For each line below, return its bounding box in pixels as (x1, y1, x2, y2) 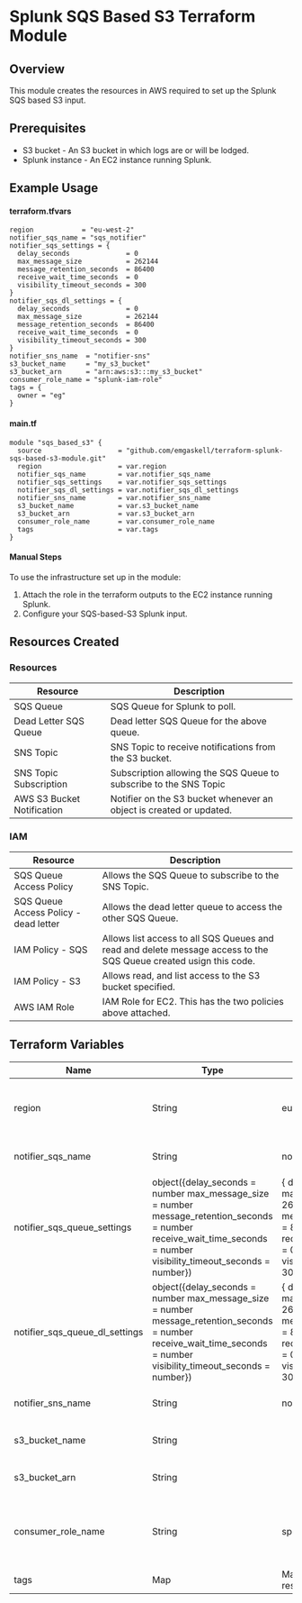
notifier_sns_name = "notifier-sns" (9, 351, 151, 361)
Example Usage (9, 180, 99, 196)
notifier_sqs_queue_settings (13, 1221, 132, 1234)
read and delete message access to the (102, 943, 269, 956)
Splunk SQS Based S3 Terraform (9, 6, 256, 27)
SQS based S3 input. (9, 95, 86, 105)
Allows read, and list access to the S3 (102, 969, 261, 981)
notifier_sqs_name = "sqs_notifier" (9, 233, 147, 242)
